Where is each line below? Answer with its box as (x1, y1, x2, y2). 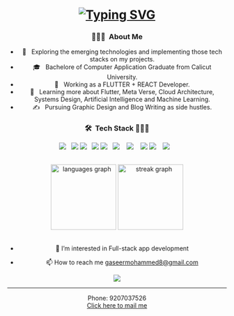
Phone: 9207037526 (87, 294, 147, 302)
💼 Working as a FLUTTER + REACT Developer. (54, 80, 190, 89)
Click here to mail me (86, 301, 148, 310)
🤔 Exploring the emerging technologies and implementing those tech (22, 47, 223, 56)
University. (107, 73, 138, 82)
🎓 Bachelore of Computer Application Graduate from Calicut (33, 63, 212, 71)
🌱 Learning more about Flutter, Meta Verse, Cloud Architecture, (30, 88, 214, 96)
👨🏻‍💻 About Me (91, 32, 143, 42)
